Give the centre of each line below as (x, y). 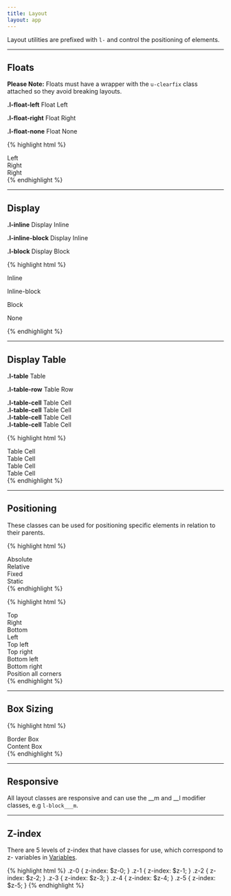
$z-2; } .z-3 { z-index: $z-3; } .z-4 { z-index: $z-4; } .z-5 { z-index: (121, 878)
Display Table (37, 360)
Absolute (20, 559)
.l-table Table (26, 376)
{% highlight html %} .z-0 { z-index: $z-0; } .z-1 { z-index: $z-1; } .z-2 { (108, 871)
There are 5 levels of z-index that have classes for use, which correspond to (115, 850)
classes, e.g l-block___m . (43, 805)
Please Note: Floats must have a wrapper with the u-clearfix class (102, 84)
